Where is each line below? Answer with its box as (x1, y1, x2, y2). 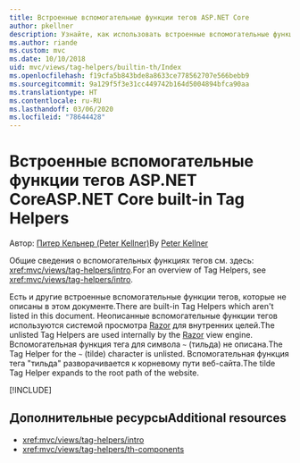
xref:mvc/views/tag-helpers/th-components (21, 443, 185, 454)
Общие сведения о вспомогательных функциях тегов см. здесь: (9, 256, 254, 266)
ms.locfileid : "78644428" (9, 113, 105, 122)
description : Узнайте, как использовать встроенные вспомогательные (9, 29, 270, 38)
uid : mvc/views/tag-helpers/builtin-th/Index (9, 63, 181, 72)
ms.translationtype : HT (9, 88, 98, 97)
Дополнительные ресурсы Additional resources (9, 410, 287, 425)
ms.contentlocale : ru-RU (9, 96, 102, 105)
